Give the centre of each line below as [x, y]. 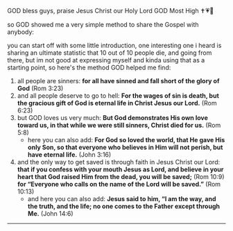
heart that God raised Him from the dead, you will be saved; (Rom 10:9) [121, 177]
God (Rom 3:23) [40, 88]
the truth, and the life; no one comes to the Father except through [124, 206]
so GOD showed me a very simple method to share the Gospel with [103, 25]
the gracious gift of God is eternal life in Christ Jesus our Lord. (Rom [117, 103]
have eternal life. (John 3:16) [69, 155]
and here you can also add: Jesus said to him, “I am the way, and [122, 199]
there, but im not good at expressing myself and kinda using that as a [106, 60]
